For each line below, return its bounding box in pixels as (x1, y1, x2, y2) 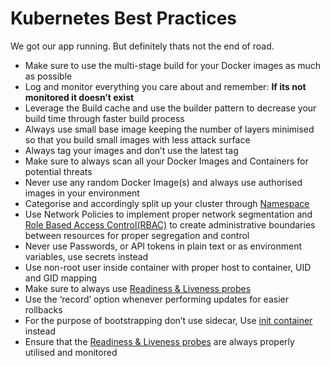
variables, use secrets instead (24, 250, 149, 262)
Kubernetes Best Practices (10, 7, 237, 30)
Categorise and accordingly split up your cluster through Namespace (24, 197, 310, 209)
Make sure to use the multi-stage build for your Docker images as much (24, 59, 322, 71)
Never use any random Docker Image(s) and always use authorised (24, 176, 303, 188)
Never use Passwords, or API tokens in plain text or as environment (24, 240, 302, 252)
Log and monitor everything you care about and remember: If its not (24, 80, 307, 92)
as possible (24, 70, 73, 82)
